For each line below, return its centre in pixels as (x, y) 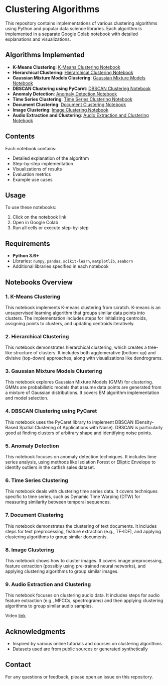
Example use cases (32, 179)
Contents (20, 136)
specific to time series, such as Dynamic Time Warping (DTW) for (73, 497)
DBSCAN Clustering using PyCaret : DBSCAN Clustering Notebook (81, 88)
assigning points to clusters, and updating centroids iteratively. (70, 323)
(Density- (144, 422)
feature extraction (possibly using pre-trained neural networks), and (75, 566)
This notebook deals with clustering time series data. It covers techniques (81, 492)
